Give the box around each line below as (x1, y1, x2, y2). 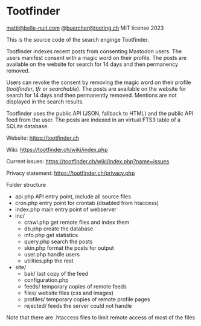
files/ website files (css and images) (24, 289, 113, 296)
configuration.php (24, 276, 69, 284)
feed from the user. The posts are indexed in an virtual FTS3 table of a (6, 116, 181, 123)
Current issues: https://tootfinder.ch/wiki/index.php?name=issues (6, 157, 170, 165)
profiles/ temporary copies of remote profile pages (24, 295, 150, 303)
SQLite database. (6, 122, 49, 129)
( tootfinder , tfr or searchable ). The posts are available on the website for (6, 85, 187, 92)
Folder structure (6, 181, 46, 188)
